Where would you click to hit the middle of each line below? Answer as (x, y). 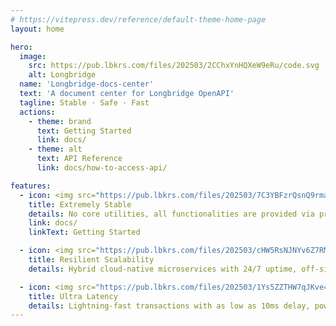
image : (33, 56)
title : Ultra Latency (73, 296)
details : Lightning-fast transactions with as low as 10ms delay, (169, 306)
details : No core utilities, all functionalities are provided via (171, 214)
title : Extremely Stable (80, 204)
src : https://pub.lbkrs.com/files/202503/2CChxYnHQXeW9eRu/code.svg (174, 66)
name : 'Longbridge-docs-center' (87, 84)
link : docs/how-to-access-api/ (102, 168)
